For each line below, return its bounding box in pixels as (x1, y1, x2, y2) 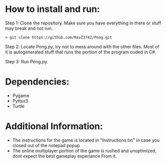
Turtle (12, 103, 25, 109)
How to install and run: (5, 3, 100, 15)
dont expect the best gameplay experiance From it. (12, 153, 117, 159)
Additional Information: (5, 121, 103, 132)
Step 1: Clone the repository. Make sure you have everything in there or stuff (5, 20, 162, 26)
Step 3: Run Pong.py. (5, 58, 48, 64)
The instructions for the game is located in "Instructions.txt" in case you (12, 137, 160, 143)
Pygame (12, 92, 30, 98)
